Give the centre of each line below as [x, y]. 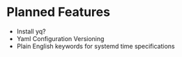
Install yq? [31, 31]
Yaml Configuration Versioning [60, 38]
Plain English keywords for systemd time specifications [96, 46]
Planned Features [59, 12]
